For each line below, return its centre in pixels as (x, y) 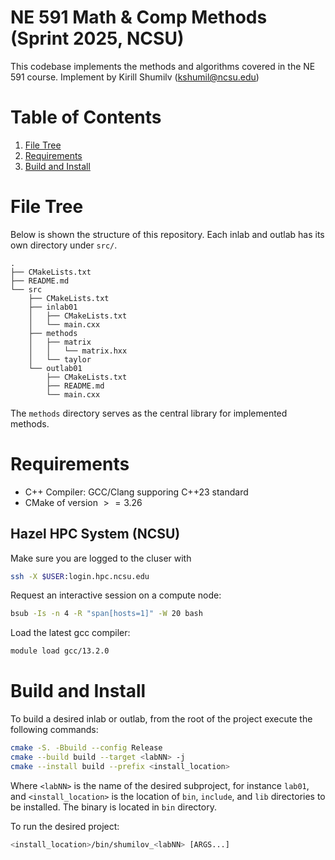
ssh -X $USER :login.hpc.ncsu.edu (80, 576)
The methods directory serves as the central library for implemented (149, 413)
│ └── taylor (60, 359)
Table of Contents (86, 117)
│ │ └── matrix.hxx (78, 351)
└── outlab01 (55, 368)
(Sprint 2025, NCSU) (97, 38)
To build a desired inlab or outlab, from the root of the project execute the (161, 719)
